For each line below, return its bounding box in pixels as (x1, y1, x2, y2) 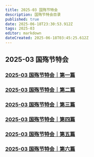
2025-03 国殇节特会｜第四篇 (5, 116, 75, 123)
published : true (5, 17, 39, 22)
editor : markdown (5, 31, 42, 36)
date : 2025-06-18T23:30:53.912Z (5, 21, 73, 27)
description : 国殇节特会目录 (5, 12, 61, 17)
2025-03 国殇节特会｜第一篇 (5, 71, 75, 78)
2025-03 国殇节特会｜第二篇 (5, 87, 75, 94)
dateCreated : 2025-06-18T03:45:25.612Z (5, 36, 89, 41)
